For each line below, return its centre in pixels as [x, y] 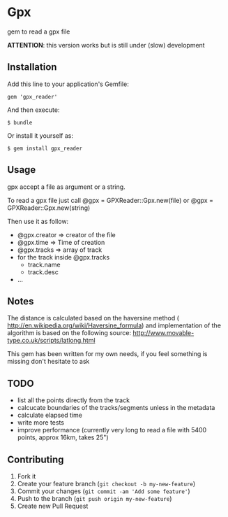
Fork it [26, 476]
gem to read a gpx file [39, 31]
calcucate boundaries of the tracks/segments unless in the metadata [116, 408]
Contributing [36, 459]
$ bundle [20, 122]
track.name [44, 264]
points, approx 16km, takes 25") [63, 437]
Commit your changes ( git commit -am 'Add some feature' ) [104, 491]
